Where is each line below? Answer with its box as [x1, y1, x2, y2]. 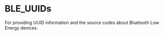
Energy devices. [5, 24, 38, 30]
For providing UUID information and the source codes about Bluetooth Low [5, 19, 159, 25]
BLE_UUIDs [5, 3, 52, 14]
